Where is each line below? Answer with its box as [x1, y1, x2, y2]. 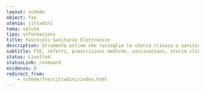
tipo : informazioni [6, 31, 56, 38]
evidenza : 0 [6, 65, 37, 71]
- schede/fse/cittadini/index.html [17, 76, 108, 82]
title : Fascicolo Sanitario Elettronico [6, 37, 111, 43]
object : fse [6, 15, 37, 21]
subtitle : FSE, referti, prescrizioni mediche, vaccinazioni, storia [6, 48, 187, 54]
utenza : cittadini [6, 20, 53, 26]
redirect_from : [6, 71, 45, 77]
